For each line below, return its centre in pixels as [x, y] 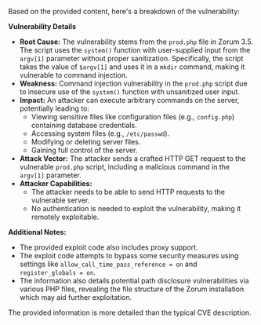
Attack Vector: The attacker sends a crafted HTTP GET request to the [132, 159]
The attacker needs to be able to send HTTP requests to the [128, 192]
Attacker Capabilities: [56, 183]
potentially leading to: [54, 108]
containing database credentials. [84, 125]
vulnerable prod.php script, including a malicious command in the [124, 167]
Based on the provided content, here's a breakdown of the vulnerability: [124, 11]
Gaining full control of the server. [84, 150]
